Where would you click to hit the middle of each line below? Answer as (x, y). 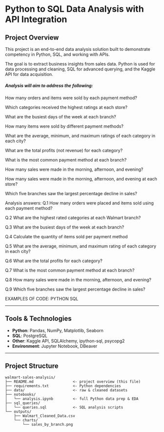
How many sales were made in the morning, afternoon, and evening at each (81, 179)
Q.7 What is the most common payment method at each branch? (70, 270)
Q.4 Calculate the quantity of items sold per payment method (66, 236)
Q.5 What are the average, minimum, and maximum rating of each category (81, 246)
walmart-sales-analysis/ (30, 377)
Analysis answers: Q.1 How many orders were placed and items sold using (79, 203)
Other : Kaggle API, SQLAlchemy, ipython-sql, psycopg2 (68, 341)
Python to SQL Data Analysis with (74, 9)
